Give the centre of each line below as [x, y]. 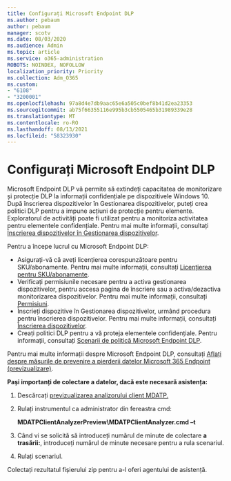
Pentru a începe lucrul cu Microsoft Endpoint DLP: [78, 247]
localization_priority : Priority [55, 71]
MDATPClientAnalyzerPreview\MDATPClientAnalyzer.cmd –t [106, 422]
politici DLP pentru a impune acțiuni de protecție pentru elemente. [101, 211]
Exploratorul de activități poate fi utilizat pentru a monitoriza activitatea [108, 218]
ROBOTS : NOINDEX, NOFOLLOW [46, 65]
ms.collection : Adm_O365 [43, 78]
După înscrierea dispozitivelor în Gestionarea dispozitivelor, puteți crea [108, 204]
